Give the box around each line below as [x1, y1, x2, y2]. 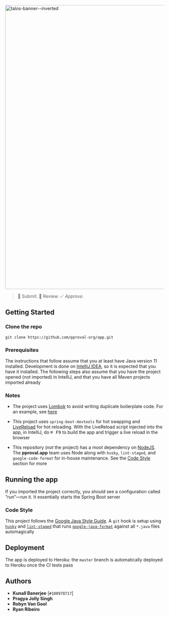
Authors [5, 577, 32, 585]
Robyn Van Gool [12, 601, 47, 607]
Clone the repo [5, 323, 42, 330]
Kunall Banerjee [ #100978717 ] [12, 590, 74, 596]
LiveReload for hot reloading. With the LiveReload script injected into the [12, 424, 162, 430]
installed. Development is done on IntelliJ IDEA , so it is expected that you [5, 363, 156, 369]
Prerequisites [5, 346, 39, 353]
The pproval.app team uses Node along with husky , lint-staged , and [12, 450, 156, 456]
